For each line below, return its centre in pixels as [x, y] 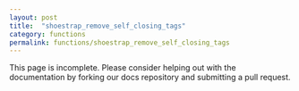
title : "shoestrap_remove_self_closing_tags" [98, 26]
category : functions [48, 34]
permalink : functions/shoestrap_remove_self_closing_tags [120, 42]
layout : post [34, 17]
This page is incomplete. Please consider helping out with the [123, 68]
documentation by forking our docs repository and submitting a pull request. [150, 78]
